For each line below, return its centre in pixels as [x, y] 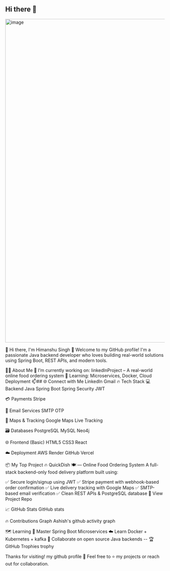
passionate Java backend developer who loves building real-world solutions [84, 355]
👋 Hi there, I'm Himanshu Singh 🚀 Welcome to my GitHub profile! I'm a [78, 349]
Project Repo [19, 499]
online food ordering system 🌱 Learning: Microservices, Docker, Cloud [78, 376]
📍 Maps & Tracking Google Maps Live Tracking [54, 420]
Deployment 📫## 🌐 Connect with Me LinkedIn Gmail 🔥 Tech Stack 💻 [78, 381]
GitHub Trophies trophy [30, 546]
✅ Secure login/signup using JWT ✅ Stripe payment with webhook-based [82, 482]
